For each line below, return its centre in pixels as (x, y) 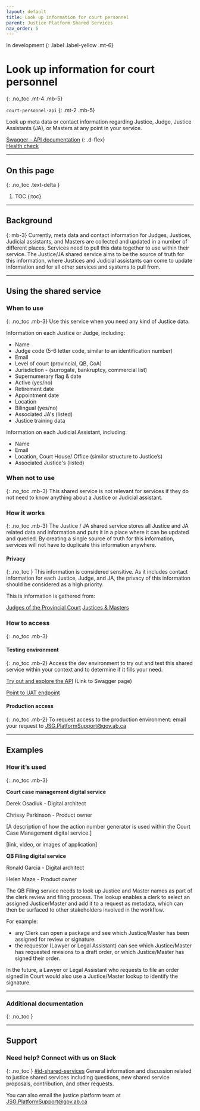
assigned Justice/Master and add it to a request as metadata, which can (95, 903)
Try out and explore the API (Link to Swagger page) (69, 681)
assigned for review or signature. (55, 939)
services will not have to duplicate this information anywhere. (81, 545)
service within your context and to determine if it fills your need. (85, 669)
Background (29, 221)
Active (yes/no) (34, 382)
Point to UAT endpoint (33, 693)
